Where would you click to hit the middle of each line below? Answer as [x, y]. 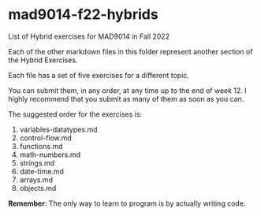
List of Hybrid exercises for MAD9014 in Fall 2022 [89, 36]
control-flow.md [46, 138]
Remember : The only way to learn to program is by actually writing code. [127, 203]
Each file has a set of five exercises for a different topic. [99, 75]
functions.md [41, 146]
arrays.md [36, 180]
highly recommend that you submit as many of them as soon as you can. [126, 99]
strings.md [37, 162]
